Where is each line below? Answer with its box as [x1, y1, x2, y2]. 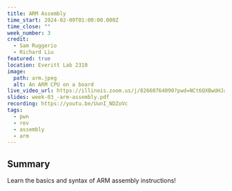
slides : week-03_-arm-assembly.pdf [7, 94, 110, 101]
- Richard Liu [13, 49, 54, 56]
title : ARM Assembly [7, 10, 67, 17]
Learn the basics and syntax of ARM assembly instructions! [7, 176, 176, 185]
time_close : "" [7, 23, 51, 30]
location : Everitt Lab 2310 [7, 62, 88, 69]
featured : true [7, 55, 51, 62]
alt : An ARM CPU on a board [13, 81, 95, 88]
